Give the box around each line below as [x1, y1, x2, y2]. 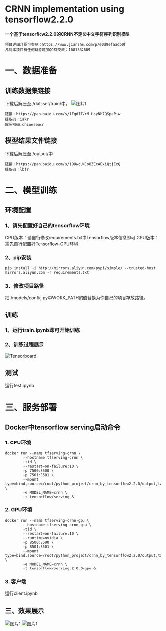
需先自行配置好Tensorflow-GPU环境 [5, 241, 79, 247]
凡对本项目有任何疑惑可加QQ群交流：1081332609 [5, 47, 91, 52]
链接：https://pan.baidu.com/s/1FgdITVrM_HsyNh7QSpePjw [5, 111, 121, 116]
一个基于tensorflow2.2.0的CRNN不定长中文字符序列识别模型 [5, 31, 130, 37]
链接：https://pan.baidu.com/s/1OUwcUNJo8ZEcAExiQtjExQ [5, 161, 121, 167]
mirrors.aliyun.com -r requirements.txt [5, 270, 90, 275]
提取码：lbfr [5, 167, 29, 172]
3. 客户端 [5, 578, 27, 585]
